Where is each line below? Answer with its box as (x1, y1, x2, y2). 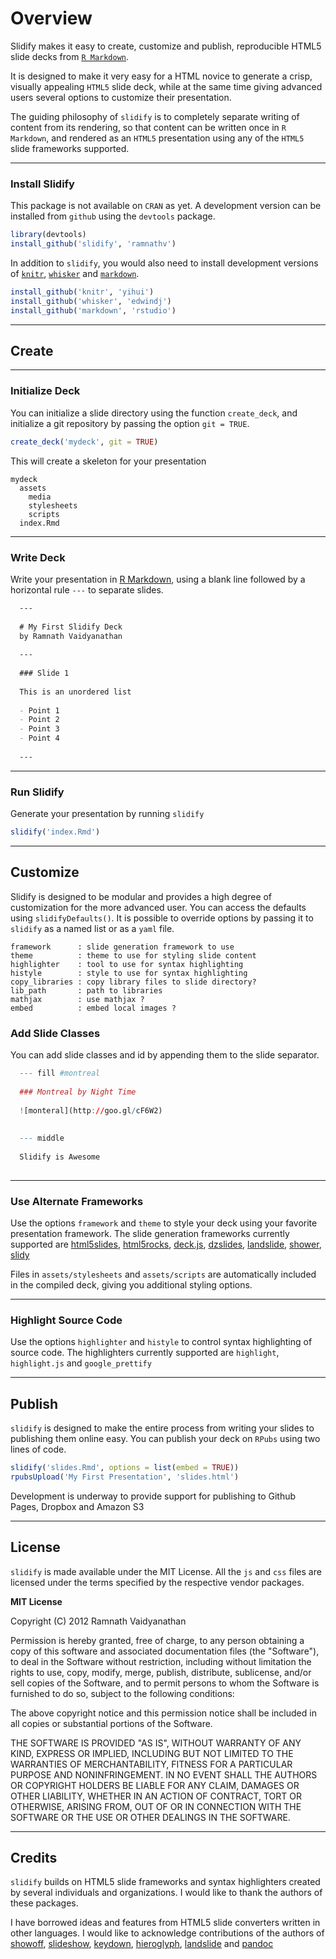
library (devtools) (10, 230, 87, 240)
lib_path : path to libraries (10, 985, 163, 996)
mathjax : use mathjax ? (10, 994, 145, 1004)
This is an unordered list (19, 687, 132, 697)
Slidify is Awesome (19, 1152, 101, 1162)
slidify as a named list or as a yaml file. (10, 922, 175, 934)
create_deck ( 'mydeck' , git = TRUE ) (10, 437, 159, 447)
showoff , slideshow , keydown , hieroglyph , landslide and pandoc (10, 1938, 274, 1950)
